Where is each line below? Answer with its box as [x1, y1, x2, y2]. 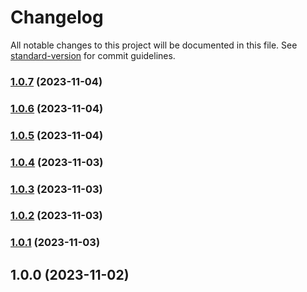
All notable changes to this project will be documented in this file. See [10, 39, 298, 51]
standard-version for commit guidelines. [10, 49, 176, 61]
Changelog [10, 6, 104, 29]
